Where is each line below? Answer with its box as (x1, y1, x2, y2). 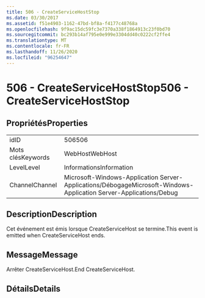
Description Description (6, 209, 98, 220)
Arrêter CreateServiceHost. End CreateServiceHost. (6, 266, 135, 273)
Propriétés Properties (6, 118, 88, 129)
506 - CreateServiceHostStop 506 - (6, 81, 189, 95)
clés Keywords (9, 153, 50, 162)
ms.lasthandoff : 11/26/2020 (6, 49, 78, 55)
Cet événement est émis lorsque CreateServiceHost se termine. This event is (6, 225, 198, 233)
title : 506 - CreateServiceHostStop (6, 9, 99, 15)
